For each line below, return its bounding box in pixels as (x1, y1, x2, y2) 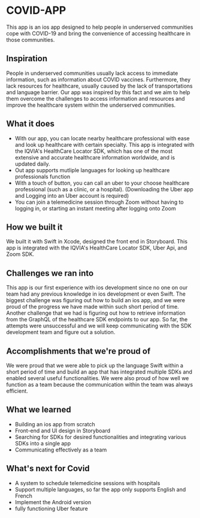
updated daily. (14, 160, 50, 167)
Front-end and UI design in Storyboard (14, 427, 111, 434)
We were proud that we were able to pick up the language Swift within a (6, 362, 184, 369)
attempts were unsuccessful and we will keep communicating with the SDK (6, 322, 192, 330)
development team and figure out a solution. (6, 329, 116, 336)
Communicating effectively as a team (14, 446, 107, 453)
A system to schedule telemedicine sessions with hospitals (14, 479, 160, 486)
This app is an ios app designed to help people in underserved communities (6, 23, 193, 31)
